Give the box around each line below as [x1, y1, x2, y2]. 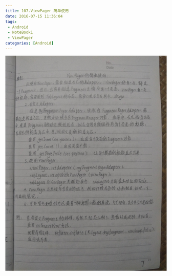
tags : [5, 19, 17, 24]
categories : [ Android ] [5, 41, 54, 46]
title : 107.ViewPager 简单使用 [5, 8, 69, 13]
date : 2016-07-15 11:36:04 [5, 13, 63, 19]
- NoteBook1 [7, 30, 33, 35]
